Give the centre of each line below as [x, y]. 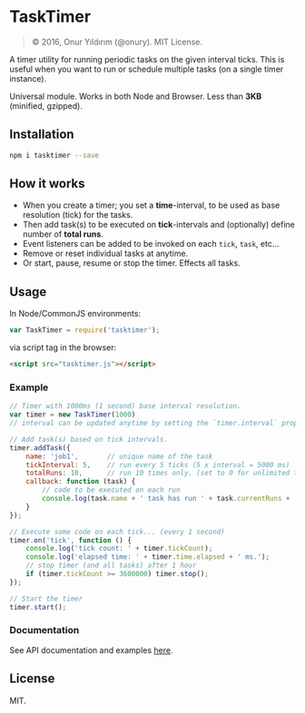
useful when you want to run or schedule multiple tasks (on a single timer [147, 69]
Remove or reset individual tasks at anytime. [105, 254]
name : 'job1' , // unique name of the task [119, 456]
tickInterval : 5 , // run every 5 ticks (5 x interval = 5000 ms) [158, 464]
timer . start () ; [38, 607]
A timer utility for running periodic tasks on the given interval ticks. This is [147, 59]
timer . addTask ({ [40, 448]
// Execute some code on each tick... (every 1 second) [117, 532]
